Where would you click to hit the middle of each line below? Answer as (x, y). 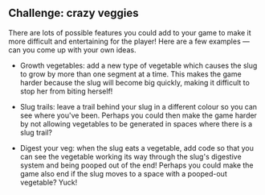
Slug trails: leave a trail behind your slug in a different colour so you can (139, 106)
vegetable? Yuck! (49, 182)
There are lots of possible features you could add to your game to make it (130, 32)
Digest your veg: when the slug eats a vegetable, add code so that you (137, 147)
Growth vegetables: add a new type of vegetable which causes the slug (139, 65)
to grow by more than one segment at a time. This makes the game (131, 74)
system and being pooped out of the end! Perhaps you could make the (137, 165)
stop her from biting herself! (66, 91)
